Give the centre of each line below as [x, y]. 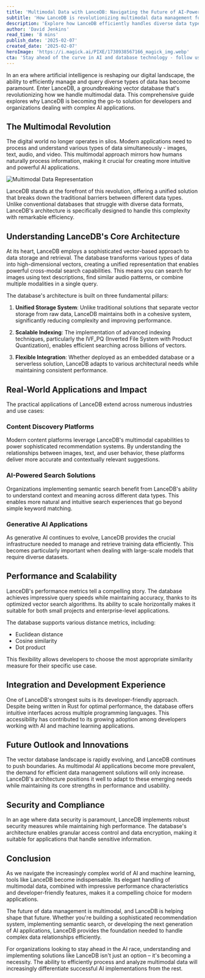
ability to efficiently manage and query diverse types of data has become [98, 81]
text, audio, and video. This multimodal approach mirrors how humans [94, 154]
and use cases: [25, 411]
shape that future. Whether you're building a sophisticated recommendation [102, 918]
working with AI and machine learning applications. [71, 726]
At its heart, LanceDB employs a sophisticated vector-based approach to [98, 251]
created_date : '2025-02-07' [42, 47]
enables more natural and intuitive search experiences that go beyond [94, 502]
